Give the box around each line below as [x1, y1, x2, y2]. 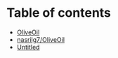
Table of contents [6, 5, 112, 21]
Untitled [16, 43, 40, 51]
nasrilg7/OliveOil [16, 35, 65, 43]
